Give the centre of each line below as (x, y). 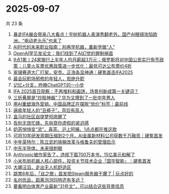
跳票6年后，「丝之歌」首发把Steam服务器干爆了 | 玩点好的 (73, 173)
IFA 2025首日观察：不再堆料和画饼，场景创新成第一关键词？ (76, 91)
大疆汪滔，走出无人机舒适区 (42, 167)
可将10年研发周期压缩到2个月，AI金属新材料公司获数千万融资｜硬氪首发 (88, 135)
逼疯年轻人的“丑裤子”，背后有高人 (48, 110)
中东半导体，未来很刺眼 (38, 148)
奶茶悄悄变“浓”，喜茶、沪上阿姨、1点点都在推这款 (65, 129)
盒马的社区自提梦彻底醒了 (40, 117)
